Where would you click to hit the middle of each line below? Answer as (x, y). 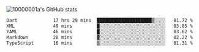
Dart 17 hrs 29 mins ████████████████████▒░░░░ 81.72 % (99, 21)
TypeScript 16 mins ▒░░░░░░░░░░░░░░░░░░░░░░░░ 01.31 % (99, 43)
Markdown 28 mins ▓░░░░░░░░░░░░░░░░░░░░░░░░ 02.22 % (99, 37)
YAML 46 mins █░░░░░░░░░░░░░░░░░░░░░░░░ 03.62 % (99, 31)
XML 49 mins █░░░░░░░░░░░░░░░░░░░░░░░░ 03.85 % (99, 26)
